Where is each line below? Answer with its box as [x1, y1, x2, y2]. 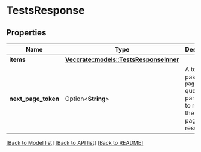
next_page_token [9, 94, 60, 103]
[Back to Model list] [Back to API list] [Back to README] [6, 139, 144, 146]
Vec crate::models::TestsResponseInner [65, 55, 179, 64]
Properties [6, 28, 47, 38]
